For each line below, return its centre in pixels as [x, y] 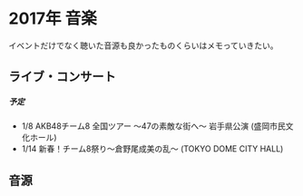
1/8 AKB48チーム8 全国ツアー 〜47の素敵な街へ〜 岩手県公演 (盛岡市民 [154, 126]
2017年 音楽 [53, 19]
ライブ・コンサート [62, 77]
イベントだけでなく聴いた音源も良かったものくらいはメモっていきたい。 [143, 45]
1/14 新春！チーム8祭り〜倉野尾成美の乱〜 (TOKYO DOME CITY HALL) [152, 149]
